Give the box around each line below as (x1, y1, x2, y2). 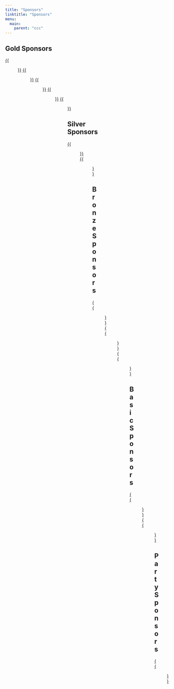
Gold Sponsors (5, 44, 52, 53)
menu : (5, 16, 16, 21)
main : (9, 21, 21, 26)
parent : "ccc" (14, 26, 43, 31)
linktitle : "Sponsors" (5, 12, 52, 17)
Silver (67, 120, 86, 128)
